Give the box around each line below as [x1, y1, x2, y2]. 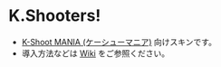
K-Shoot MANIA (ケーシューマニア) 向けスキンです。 [21, 36, 216, 47]
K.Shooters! [8, 5, 101, 26]
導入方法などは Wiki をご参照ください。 [21, 47, 169, 59]
